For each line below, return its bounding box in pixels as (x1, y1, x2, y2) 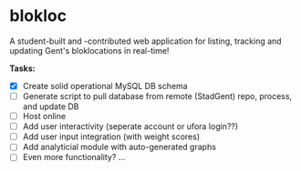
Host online (22, 111, 67, 122)
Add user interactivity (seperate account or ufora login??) (22, 121, 239, 132)
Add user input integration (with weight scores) (22, 131, 201, 142)
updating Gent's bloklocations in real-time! (9, 45, 170, 55)
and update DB (22, 101, 79, 112)
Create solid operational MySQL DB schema (22, 80, 189, 91)
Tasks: (9, 63, 36, 74)
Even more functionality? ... (22, 152, 126, 163)
